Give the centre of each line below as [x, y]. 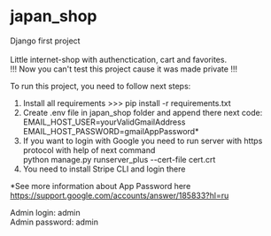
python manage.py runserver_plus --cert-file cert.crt [119, 159]
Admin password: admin [54, 222]
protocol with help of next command [89, 150]
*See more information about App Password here [101, 186]
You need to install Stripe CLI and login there [104, 169]
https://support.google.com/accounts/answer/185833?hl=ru [120, 195]
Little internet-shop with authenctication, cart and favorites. [119, 59]
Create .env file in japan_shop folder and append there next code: [143, 112]
